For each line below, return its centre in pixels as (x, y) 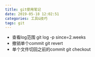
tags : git (15, 23)
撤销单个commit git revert (37, 43)
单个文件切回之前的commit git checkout (51, 49)
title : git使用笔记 (23, 9)
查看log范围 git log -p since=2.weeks (49, 37)
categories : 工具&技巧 (26, 18)
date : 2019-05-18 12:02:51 (32, 14)
